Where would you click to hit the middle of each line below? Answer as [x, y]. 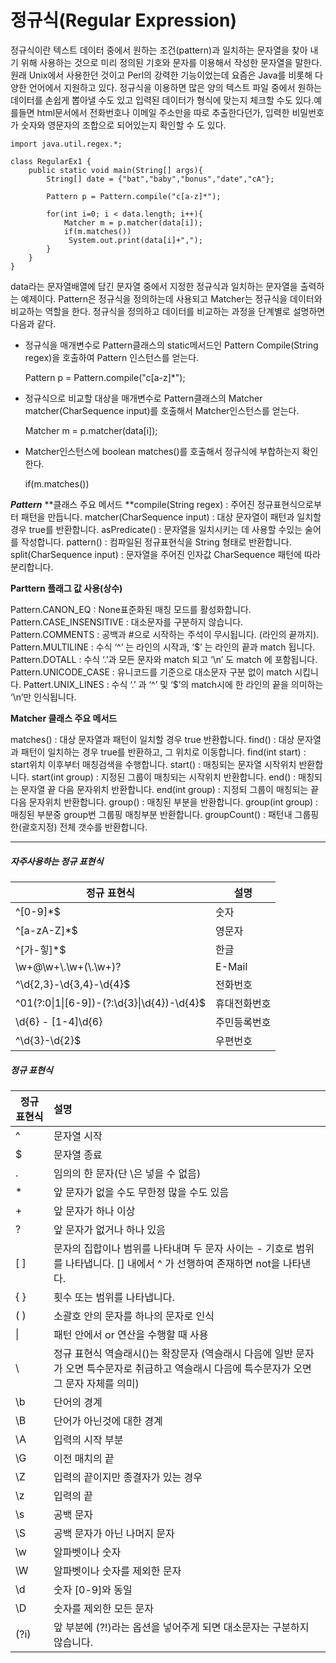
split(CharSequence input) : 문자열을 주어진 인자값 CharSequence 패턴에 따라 [165, 554]
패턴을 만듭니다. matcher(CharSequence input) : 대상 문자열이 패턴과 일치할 [171, 517]
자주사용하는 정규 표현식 [57, 861]
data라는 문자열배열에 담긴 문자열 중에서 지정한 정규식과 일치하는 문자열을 [154, 286]
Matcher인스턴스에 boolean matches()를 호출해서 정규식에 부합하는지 [162, 451]
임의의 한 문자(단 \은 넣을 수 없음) [127, 1173]
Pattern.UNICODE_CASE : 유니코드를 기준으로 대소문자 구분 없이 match [151, 672]
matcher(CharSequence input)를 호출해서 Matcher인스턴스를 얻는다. [162, 410]
